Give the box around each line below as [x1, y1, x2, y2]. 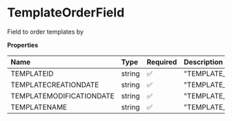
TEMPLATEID [10, 69, 54, 78]
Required [146, 57, 177, 67]
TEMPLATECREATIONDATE [10, 80, 99, 89]
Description [184, 57, 223, 67]
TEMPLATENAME [10, 102, 68, 111]
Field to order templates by [7, 27, 84, 36]
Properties [7, 41, 39, 49]
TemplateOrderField [7, 5, 125, 21]
